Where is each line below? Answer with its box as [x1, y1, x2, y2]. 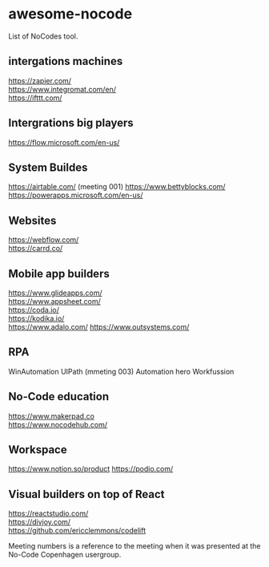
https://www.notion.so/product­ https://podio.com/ [8, 464, 174, 474]
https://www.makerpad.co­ [8, 411, 94, 421]
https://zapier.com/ [8, 75, 72, 85]
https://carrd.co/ [8, 244, 63, 253]
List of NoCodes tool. [8, 31, 78, 41]
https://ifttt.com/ [8, 93, 62, 103]
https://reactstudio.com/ [8, 508, 89, 518]
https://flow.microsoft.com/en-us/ [8, 137, 120, 147]
